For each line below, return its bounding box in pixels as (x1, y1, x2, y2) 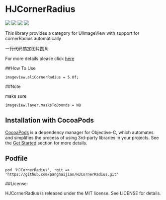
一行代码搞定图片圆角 (5, 46, 49, 52)
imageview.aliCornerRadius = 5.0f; (5, 74, 79, 80)
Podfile (5, 154, 28, 163)
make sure (5, 93, 27, 99)
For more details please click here (5, 56, 75, 62)
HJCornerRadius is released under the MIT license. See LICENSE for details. (5, 190, 162, 196)
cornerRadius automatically (5, 35, 61, 41)
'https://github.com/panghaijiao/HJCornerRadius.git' (5, 172, 119, 177)
